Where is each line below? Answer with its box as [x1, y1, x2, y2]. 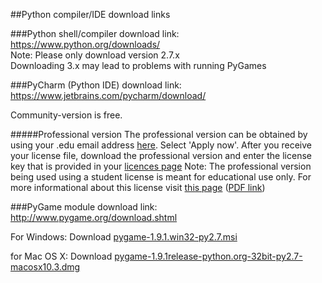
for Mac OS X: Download [10, 250, 113, 262]
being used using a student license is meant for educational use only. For [10, 171, 312, 183]
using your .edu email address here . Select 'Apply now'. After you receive [10, 139, 313, 151]
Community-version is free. [10, 109, 123, 121]
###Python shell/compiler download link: [10, 28, 180, 39]
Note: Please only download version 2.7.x [10, 49, 180, 61]
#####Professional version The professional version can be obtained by [10, 129, 308, 140]
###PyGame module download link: [10, 201, 158, 213]
